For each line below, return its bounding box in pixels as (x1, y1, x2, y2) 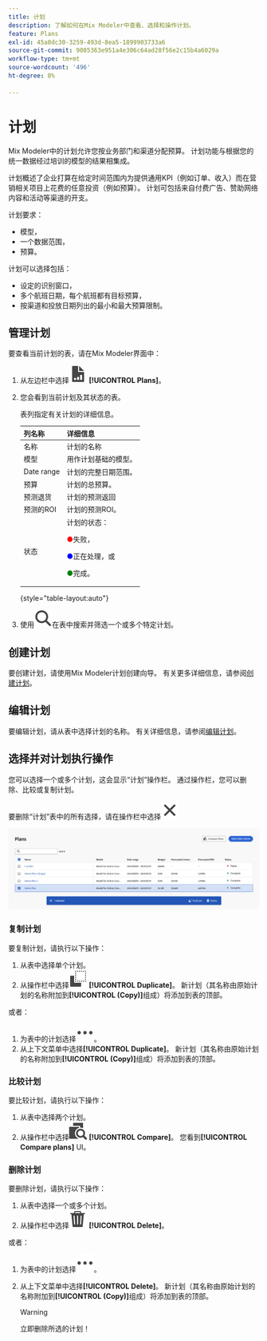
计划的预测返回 (66, 492, 116, 502)
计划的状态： (66, 517, 109, 527)
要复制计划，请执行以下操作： (8, 943, 106, 953)
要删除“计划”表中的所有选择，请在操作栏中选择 (8, 811, 162, 821)
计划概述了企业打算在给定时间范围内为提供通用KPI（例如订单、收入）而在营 (8, 172, 257, 183)
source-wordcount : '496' (8, 64, 91, 72)
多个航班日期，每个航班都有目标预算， (19, 290, 146, 300)
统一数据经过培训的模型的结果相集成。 (8, 156, 134, 165)
